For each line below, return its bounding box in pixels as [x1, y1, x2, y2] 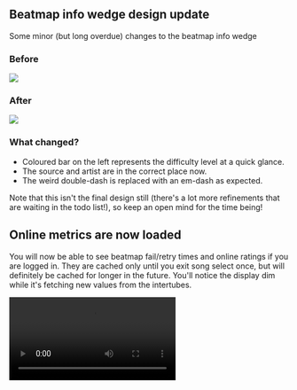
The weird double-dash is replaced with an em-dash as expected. [21, 175, 263, 185]
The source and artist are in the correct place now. [21, 166, 207, 176]
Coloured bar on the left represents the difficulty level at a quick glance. [21, 156, 285, 167]
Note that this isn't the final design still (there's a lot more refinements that [9, 192, 280, 203]
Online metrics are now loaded [9, 228, 182, 243]
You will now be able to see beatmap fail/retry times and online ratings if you [9, 251, 289, 261]
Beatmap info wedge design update [9, 7, 210, 22]
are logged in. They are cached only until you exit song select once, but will [9, 261, 285, 271]
